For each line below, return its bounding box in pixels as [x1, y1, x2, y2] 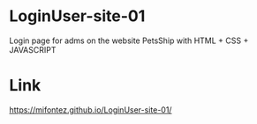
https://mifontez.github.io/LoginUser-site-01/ [9, 104, 172, 115]
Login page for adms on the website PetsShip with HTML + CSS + [9, 35, 249, 46]
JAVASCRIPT [9, 44, 57, 55]
